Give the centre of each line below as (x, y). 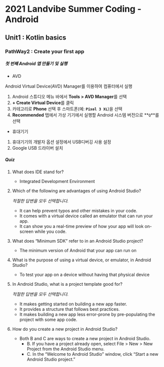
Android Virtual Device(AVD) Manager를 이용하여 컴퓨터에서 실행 (69, 86)
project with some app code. (48, 320)
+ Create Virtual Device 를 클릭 (43, 103)
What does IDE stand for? (38, 172)
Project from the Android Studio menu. (66, 349)
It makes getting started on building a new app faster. (73, 304)
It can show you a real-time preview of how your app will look (82, 227)
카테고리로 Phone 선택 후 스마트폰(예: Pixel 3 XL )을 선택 (67, 109)
